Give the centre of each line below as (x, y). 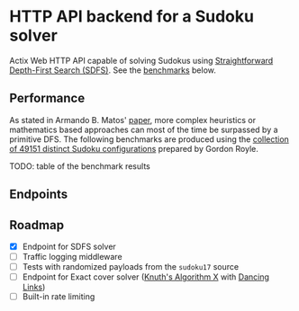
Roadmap (37, 225)
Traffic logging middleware (72, 257)
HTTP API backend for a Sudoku (132, 17)
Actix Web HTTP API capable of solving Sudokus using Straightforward (141, 60)
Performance (47, 98)
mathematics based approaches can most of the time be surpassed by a (144, 129)
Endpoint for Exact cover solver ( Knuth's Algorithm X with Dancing (146, 277)
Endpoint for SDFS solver (69, 246)
